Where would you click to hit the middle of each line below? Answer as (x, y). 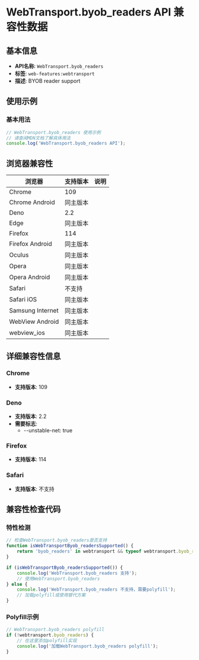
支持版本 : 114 (31, 460)
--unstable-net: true (48, 431)
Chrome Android (32, 202)
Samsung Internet (34, 311)
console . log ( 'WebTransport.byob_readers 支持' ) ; (77, 573)
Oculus (19, 255)
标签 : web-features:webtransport (54, 74)
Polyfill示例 (23, 617)
